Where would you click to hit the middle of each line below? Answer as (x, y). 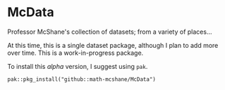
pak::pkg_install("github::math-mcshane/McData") (82, 79)
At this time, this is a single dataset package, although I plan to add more (113, 45)
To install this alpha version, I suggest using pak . (78, 66)
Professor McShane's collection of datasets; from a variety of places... (110, 32)
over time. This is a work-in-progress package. (75, 53)
